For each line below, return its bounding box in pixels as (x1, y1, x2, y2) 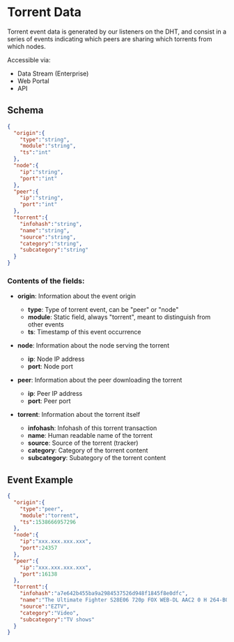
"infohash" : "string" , (19, 220, 82, 227)
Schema (7, 104, 44, 116)
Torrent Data (7, 4, 82, 20)
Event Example (7, 473, 73, 486)
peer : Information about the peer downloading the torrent (17, 376, 182, 385)
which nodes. (7, 42, 47, 50)
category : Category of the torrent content (27, 446, 148, 455)
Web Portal (17, 76, 50, 85)
